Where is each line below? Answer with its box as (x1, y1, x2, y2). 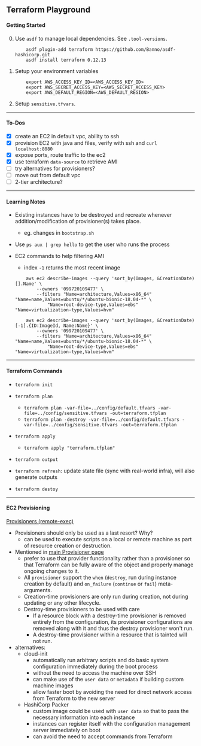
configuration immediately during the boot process (32, 663, 159, 670)
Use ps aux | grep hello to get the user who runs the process (14, 241, 170, 248)
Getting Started (6, 21, 46, 29)
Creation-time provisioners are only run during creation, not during (23, 593, 188, 600)
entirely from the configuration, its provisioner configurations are (32, 618, 193, 625)
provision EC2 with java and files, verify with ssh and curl (14, 139, 157, 146)
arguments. (23, 586, 52, 593)
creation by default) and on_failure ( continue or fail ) (23, 580, 157, 587)
